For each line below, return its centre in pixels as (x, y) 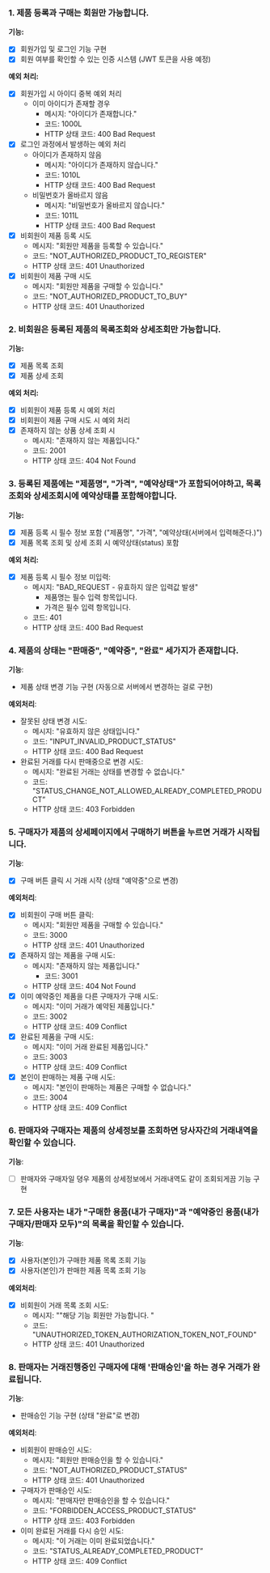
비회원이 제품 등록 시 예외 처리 (67, 410)
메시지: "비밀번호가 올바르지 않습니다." (105, 205)
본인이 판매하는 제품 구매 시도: (67, 1077)
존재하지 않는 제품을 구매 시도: (67, 956)
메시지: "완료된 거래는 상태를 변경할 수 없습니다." (108, 772)
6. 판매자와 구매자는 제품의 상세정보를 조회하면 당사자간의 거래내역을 (133, 1130)
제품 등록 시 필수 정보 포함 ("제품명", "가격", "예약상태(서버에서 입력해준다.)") (141, 532)
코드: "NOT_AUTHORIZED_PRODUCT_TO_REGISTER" (120, 256)
